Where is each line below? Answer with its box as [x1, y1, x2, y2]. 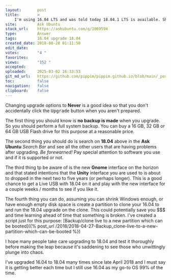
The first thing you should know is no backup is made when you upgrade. [5, 117, 160, 123]
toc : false [5, 79, 49, 84]
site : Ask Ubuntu [5, 21, 60, 27]
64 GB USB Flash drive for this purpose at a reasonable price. [5, 128, 135, 134]
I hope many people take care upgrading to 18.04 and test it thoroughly [5, 238, 154, 244]
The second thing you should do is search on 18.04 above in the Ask [5, 138, 150, 144]
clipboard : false [5, 88, 49, 93]
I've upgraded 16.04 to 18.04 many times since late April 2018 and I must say [5, 259, 166, 265]
